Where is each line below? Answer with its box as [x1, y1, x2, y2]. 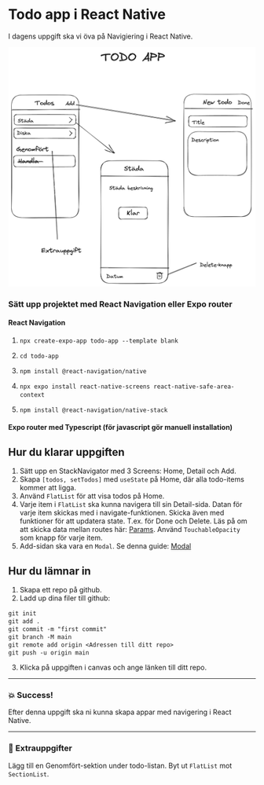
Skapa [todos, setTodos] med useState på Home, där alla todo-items [19, 475, 245, 484]
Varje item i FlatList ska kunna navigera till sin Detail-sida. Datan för [19, 500, 243, 509]
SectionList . [8, 768, 49, 779]
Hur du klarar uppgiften [8, 446, 125, 459]
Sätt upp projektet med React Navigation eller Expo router [8, 299, 233, 310]
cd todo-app [19, 352, 59, 360]
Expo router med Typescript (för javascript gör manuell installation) [8, 423, 233, 432]
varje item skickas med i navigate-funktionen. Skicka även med [19, 508, 225, 518]
